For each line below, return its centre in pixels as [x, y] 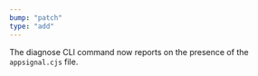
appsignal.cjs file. [44, 62]
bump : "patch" [36, 18]
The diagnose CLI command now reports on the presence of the [129, 52]
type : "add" [32, 26]
